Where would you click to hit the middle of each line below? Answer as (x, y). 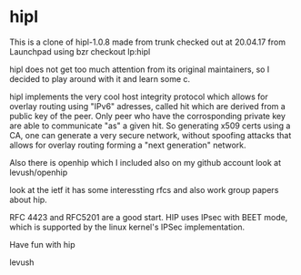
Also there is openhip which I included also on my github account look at (145, 162)
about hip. (28, 199)
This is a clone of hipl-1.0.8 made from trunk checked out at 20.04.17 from (148, 42)
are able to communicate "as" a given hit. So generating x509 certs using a (150, 126)
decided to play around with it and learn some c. (100, 78)
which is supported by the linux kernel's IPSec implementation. (127, 227)
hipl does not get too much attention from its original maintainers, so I (140, 69)
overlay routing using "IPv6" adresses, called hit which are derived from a (148, 106)
